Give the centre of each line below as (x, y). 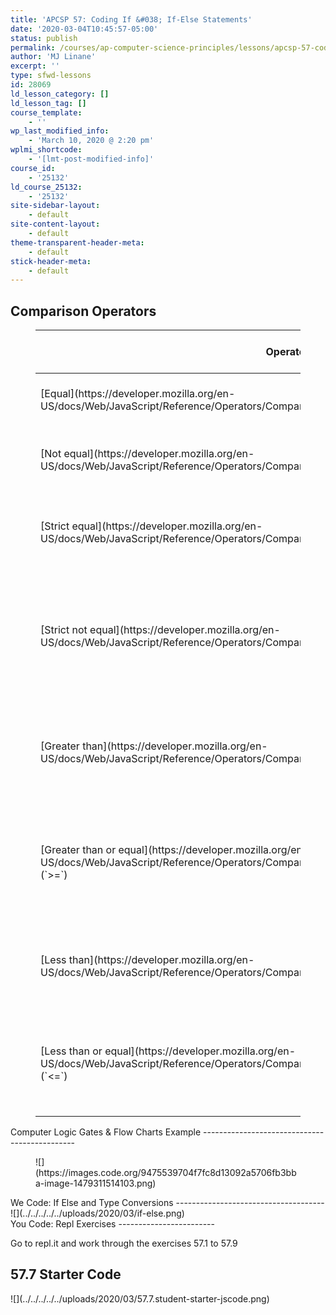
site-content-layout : (55, 224)
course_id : (33, 168)
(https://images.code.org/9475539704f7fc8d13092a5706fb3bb (166, 1173)
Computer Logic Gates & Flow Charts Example (106, 1132)
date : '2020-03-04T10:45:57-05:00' (84, 29)
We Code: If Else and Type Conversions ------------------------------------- (167, 1203)
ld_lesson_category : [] (60, 94)
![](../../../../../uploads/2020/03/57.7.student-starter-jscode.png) (140, 1298)
